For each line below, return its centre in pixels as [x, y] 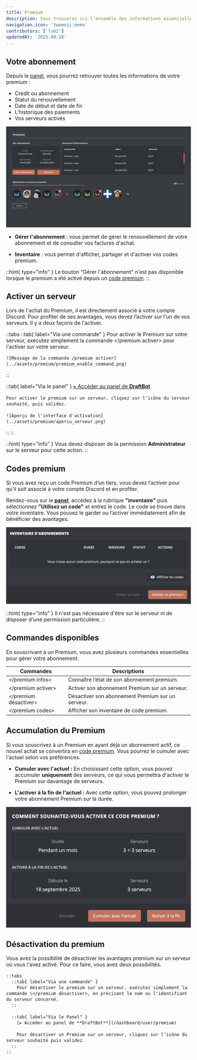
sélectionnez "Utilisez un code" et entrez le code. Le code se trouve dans [96, 507]
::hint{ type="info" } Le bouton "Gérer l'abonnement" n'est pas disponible [95, 272]
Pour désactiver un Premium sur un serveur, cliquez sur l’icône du [102, 1035]
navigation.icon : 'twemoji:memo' [47, 25]
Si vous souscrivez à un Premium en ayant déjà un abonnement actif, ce [93, 744]
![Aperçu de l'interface [36, 416]
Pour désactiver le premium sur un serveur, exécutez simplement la [102, 988]
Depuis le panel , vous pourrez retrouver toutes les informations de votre [93, 76]
